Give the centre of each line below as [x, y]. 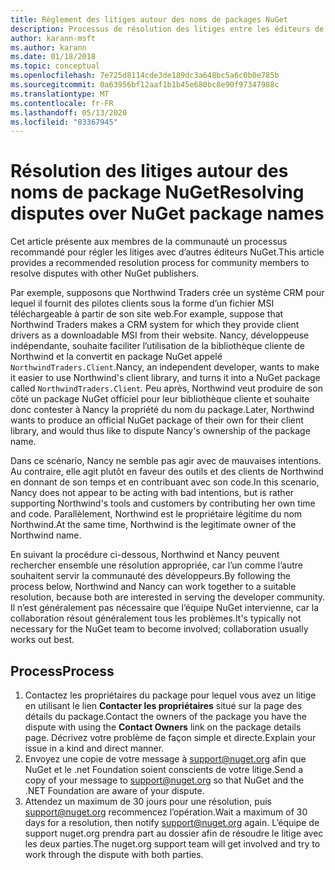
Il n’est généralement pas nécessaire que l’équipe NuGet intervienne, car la [165, 608]
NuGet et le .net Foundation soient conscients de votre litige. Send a [164, 769]
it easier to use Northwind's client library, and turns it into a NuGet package [165, 378]
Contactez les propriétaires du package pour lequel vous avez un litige [170, 695]
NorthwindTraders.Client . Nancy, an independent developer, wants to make [165, 367]
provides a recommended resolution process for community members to [160, 263]
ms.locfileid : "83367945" [64, 122]
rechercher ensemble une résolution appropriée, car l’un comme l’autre [156, 565]
